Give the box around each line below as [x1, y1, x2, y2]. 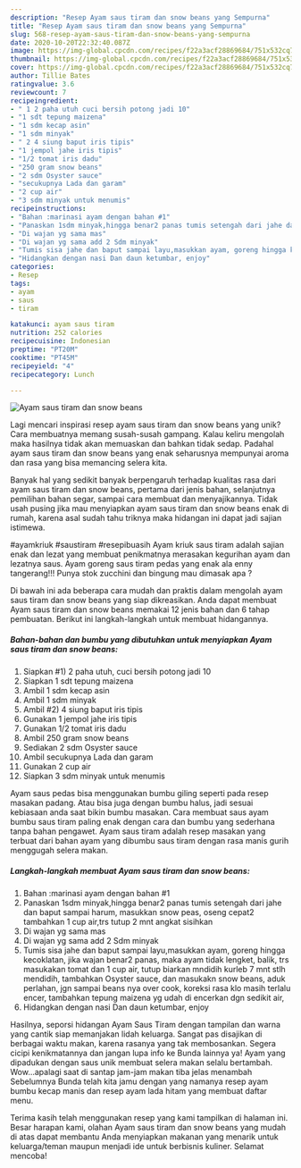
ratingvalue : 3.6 [10, 80, 75, 88]
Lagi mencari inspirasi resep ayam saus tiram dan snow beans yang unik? [10, 419, 281, 430]
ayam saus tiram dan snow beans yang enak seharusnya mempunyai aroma [10, 448, 289, 458]
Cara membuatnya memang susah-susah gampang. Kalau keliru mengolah [10, 429, 285, 440]
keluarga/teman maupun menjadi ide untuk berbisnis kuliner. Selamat [10, 1141, 264, 1152]
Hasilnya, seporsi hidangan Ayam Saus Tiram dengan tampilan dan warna [10, 1020, 280, 1030]
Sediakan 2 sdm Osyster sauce [22, 743, 138, 753]
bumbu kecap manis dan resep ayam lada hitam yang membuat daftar [10, 1086, 267, 1097]
